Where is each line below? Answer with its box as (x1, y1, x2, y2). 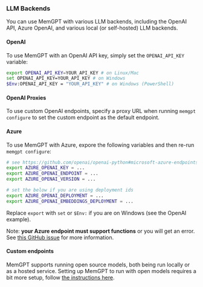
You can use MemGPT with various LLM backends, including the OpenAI (6, 18, 187, 25)
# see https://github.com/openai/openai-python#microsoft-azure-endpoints (6, 159, 199, 166)
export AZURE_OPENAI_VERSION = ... (6, 176, 96, 182)
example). (6, 216, 31, 223)
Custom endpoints (6, 248, 54, 255)
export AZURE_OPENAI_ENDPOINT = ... (6, 170, 98, 176)
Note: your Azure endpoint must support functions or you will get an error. (6, 227, 195, 234)
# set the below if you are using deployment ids (6, 187, 134, 193)
